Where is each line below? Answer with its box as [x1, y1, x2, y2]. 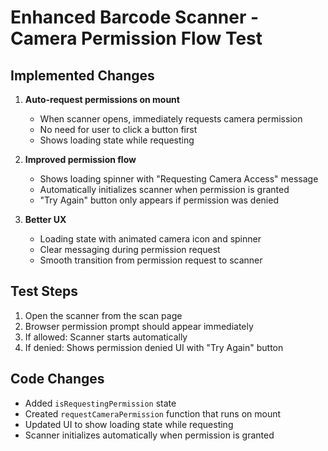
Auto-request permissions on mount [24, 94, 180, 105]
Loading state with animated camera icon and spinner [39, 233, 262, 245]
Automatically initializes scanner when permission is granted [39, 184, 290, 195]
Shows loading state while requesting [39, 134, 195, 146]
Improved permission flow [24, 154, 137, 165]
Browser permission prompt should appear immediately [24, 320, 254, 332]
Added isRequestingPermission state [24, 397, 177, 409]
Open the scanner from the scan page [24, 309, 183, 321]
